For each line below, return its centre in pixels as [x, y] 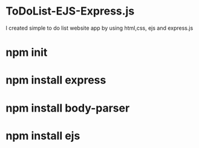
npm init [27, 52]
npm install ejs [43, 136]
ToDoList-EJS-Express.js [70, 11]
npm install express [56, 80]
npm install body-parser [68, 108]
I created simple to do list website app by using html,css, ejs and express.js [99, 28]
